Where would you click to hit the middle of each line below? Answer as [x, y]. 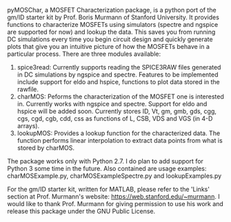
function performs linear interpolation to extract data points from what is [120, 140]
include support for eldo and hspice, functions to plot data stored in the [119, 82]
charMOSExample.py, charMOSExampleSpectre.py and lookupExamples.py [114, 176]
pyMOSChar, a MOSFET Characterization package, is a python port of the [112, 10]
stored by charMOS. [46, 148]
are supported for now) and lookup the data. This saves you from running [111, 32]
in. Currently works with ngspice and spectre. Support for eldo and [112, 104]
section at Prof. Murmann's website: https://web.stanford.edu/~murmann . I [113, 196]
